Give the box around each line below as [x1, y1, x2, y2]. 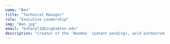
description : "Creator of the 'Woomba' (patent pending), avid [5, 31, 142, 36]
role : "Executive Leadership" [5, 17, 69, 22]
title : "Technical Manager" [5, 12, 65, 17]
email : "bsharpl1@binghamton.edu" [5, 26, 78, 31]
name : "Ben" [5, 7, 30, 13]
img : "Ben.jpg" [5, 21, 37, 27]
